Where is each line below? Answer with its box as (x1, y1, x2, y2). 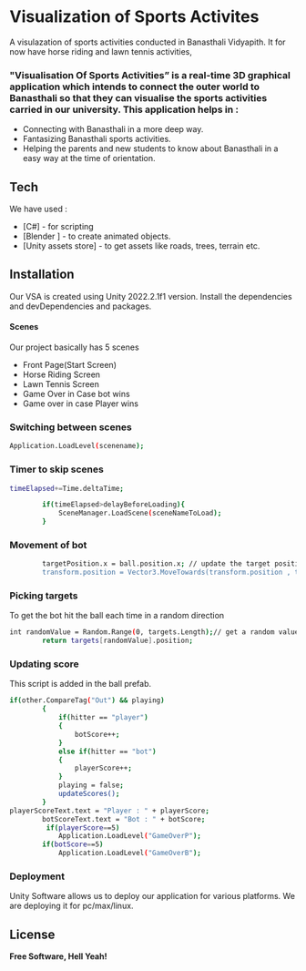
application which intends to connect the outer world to (9, 80, 260, 93)
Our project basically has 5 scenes (9, 342, 139, 353)
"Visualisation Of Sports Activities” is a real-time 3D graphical (9, 68, 291, 81)
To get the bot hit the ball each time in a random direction (9, 610, 225, 621)
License (9, 926, 56, 942)
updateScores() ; (57, 790, 120, 799)
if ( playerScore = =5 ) (46, 823, 120, 833)
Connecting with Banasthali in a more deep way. (22, 124, 204, 135)
